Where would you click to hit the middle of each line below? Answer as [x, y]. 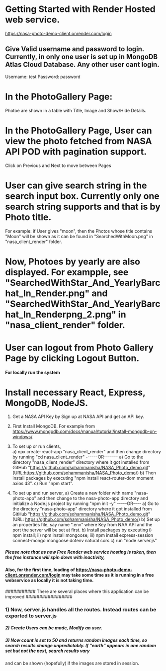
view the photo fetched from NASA [79, 141]
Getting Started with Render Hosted [80, 9]
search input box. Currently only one [83, 196]
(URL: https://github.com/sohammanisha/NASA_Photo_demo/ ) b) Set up [86, 519]
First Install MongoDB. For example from [54, 426]
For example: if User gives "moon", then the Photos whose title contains [79, 231]
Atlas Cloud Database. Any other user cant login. [83, 65]
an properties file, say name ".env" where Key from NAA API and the [82, 525]
